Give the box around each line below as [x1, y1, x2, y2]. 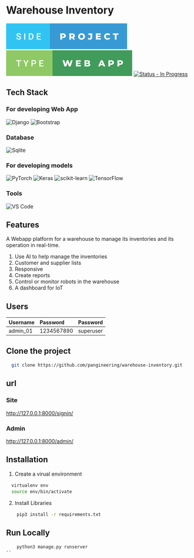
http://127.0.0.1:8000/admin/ [6, 438, 74, 445]
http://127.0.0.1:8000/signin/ [6, 410, 73, 417]
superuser [78, 327, 103, 334]
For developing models [6, 161, 73, 170]
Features [6, 220, 39, 230]
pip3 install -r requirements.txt [16, 511, 101, 517]
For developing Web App [6, 105, 78, 114]
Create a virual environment [14, 470, 82, 477]
